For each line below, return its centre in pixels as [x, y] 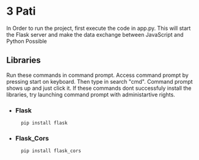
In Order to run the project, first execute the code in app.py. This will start [99, 28]
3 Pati [21, 11]
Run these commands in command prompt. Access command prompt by [98, 75]
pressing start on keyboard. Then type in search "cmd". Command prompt [100, 81]
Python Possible [27, 41]
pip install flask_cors [51, 151]
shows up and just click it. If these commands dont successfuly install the [99, 88]
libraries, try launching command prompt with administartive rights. [91, 94]
